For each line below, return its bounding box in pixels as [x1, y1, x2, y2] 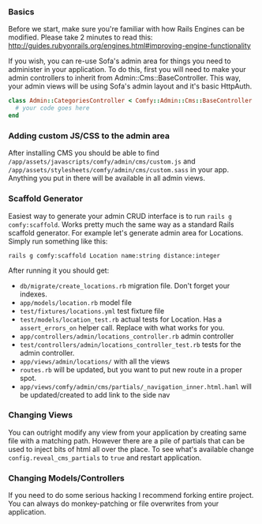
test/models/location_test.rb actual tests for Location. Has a [19, 315, 223, 324]
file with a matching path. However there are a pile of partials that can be [8, 435, 245, 445]
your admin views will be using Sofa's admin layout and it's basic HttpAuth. [8, 81, 253, 91]
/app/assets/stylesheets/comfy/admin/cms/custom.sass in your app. [8, 165, 230, 175]
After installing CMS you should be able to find [8, 149, 159, 158]
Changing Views [8, 409, 73, 420]
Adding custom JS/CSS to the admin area [8, 130, 170, 141]
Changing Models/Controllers [8, 473, 125, 484]
